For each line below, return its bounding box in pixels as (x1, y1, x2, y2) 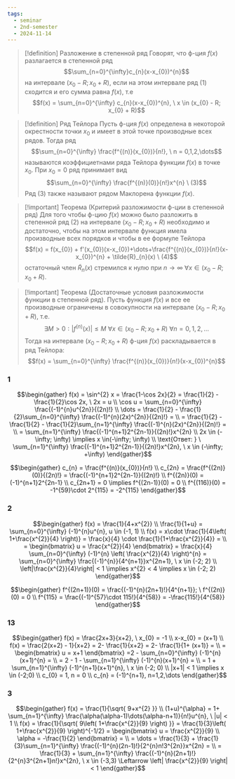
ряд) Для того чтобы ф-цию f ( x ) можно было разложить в (24, 210, 199, 218)
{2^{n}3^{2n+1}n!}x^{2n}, (8, 757, 81, 765)
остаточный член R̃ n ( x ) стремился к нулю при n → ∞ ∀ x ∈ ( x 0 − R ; (24, 264, 224, 274)
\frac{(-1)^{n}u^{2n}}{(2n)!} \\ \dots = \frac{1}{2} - (34, 405, 179, 414)
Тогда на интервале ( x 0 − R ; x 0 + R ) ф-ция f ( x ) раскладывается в (24, 337, 216, 347)
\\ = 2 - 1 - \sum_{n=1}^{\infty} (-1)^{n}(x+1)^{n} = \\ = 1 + (53, 655, 217, 664)
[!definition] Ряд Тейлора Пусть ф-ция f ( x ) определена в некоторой (24, 120, 226, 128)
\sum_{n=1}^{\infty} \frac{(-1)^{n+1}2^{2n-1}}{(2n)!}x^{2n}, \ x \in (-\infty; (13, 443, 223, 451)
